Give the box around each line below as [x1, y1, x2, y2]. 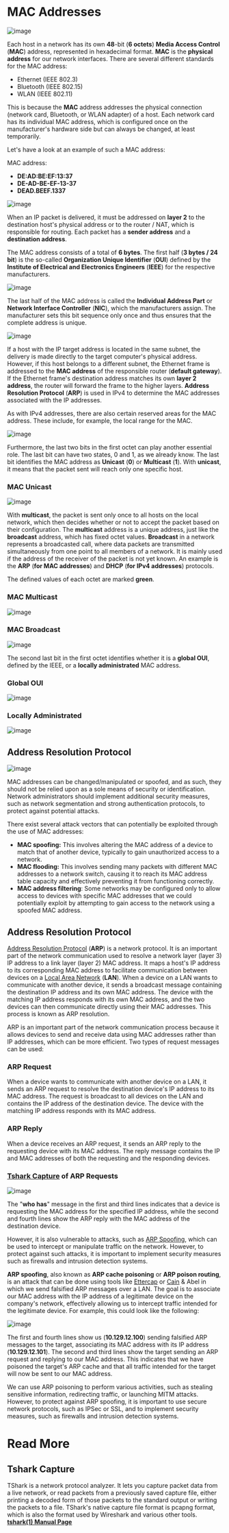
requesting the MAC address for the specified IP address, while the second [7, 1207, 219, 1215]
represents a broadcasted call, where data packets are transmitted [7, 540, 195, 548]
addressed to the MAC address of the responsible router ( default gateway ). [7, 367, 222, 375]
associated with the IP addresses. [7, 395, 103, 404]
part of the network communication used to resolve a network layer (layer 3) [7, 952, 222, 960]
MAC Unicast [7, 482, 52, 491]
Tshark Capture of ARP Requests [7, 1171, 118, 1181]
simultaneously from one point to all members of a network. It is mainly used [7, 548, 223, 556]
